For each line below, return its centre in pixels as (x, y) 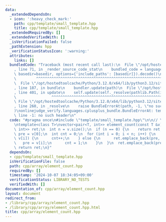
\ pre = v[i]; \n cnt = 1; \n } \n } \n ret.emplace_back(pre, (89, 143)
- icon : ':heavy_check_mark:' (41, 19)
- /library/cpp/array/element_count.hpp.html (53, 207)
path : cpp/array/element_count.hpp (46, 166)
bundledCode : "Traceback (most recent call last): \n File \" (75, 65)
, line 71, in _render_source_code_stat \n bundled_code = (78, 70)
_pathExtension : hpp (31, 46)
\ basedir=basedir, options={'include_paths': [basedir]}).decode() (86, 74)
